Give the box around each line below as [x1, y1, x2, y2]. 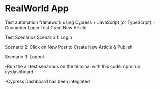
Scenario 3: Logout [5, 53, 45, 60]
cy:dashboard [5, 68, 34, 75]
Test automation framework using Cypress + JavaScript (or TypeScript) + [5, 19, 156, 25]
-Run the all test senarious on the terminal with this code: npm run [5, 63, 141, 69]
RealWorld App [5, 3, 69, 14]
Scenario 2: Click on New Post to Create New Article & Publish [5, 44, 133, 50]
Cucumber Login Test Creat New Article [5, 24, 87, 30]
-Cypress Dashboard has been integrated [5, 78, 90, 84]
